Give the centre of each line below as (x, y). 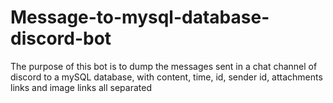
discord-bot (61, 38)
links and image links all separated (81, 87)
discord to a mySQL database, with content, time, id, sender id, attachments (166, 77)
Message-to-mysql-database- (140, 17)
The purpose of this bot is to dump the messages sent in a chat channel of (164, 66)
